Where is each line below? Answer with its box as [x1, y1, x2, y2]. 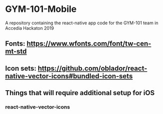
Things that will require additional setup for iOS [5, 89, 155, 97]
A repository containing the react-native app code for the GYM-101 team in [5, 20, 159, 26]
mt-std [5, 47, 27, 56]
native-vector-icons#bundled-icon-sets [5, 72, 133, 80]
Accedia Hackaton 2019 [5, 25, 54, 31]
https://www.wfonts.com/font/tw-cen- [26, 40, 152, 48]
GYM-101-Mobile [5, 3, 77, 15]
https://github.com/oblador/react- [37, 64, 148, 72]
